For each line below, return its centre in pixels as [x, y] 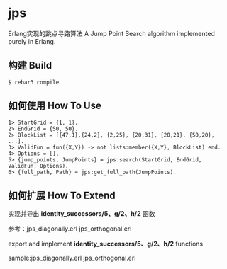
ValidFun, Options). [39, 166]
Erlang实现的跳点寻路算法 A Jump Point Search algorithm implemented [112, 33]
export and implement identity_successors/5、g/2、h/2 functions [106, 244]
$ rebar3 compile [34, 82]
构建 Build [30, 65]
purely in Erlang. [32, 41]
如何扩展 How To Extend [62, 195]
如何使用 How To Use [55, 106]
